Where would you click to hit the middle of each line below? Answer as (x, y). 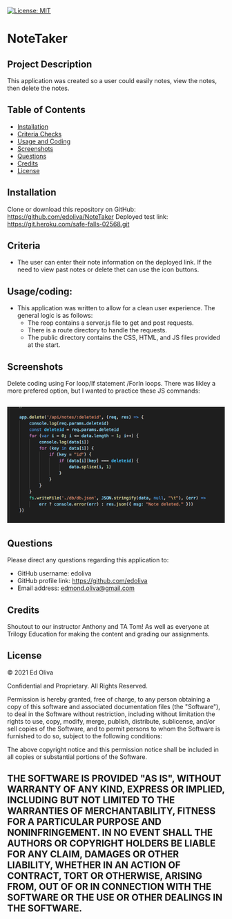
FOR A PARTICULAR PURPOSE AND (85, 822)
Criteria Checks (39, 134)
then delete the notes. (38, 88)
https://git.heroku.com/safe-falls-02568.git (68, 224)
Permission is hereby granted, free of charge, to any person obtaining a (109, 699)
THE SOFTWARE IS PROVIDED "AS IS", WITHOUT (114, 779)
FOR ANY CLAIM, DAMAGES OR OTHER (93, 854)
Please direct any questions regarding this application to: (88, 560)
